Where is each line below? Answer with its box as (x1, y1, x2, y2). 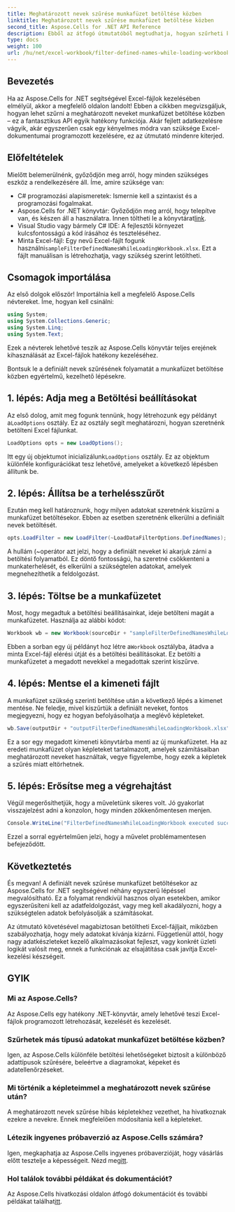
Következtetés (7, 860, 72, 872)
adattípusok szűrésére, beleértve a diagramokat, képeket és (7, 1058, 180, 1067)
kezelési (7, 952, 31, 961)
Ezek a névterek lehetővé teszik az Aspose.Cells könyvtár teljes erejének (7, 343, 217, 352)
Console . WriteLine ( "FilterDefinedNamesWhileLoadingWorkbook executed (7, 819, 215, 827)
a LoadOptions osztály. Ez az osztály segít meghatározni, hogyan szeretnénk (7, 419, 225, 427)
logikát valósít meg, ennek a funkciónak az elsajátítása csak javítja (7, 945, 198, 954)
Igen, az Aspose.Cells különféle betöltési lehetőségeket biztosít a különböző (7, 1050, 227, 1059)
